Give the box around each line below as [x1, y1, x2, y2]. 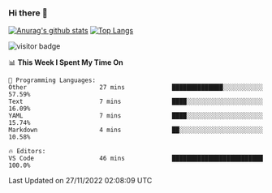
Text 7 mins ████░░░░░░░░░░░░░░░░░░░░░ [8, 97, 264, 106]
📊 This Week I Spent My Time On [8, 58, 123, 67]
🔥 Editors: [8, 148, 46, 156]
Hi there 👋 [8, 7, 49, 19]
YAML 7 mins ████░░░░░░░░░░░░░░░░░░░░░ [8, 112, 264, 120]
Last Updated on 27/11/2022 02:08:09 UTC [8, 176, 153, 186]
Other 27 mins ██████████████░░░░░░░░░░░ [8, 84, 264, 92]
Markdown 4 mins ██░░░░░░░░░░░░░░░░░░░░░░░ [8, 126, 264, 135]
